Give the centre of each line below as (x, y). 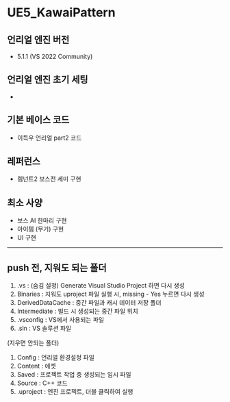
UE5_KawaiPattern (61, 13)
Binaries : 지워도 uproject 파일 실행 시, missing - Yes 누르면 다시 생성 (111, 294)
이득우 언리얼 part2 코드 (49, 138)
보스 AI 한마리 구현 (42, 221)
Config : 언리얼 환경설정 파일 (55, 357)
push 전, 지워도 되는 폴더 (57, 267)
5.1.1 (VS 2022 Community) (55, 56)
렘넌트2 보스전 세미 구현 (49, 179)
